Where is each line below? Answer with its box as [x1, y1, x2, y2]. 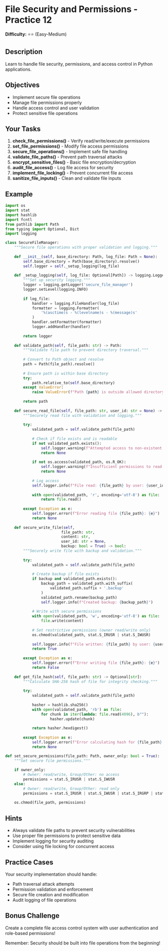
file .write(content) [40, 619, 84, 624]
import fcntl [5, 217, 32, 222]
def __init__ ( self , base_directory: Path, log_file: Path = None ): [14, 254, 157, 259]
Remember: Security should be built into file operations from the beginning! [5, 940, 160, 946]
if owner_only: [14, 767, 46, 773]
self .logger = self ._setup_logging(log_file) [23, 264, 120, 269]
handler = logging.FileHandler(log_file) [31, 301, 120, 306]
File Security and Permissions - [5, 4, 138, 15]
